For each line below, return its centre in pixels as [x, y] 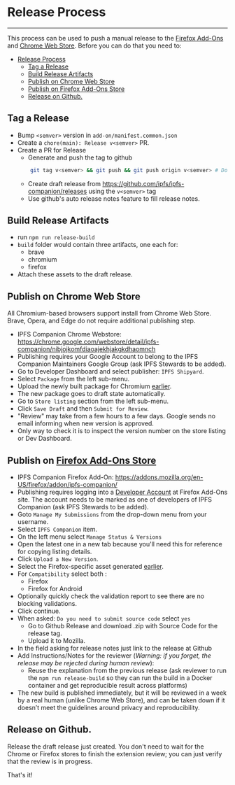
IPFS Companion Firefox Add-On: [65, 477]
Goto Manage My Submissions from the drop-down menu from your [112, 514]
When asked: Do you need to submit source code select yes [104, 618]
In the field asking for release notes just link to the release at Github [114, 649]
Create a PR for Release [51, 150]
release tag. [45, 633]
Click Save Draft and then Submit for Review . [83, 409]
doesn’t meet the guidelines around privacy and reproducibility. [109, 708]
